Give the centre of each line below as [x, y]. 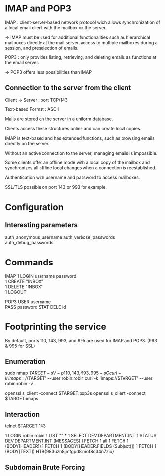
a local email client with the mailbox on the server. [56, 27]
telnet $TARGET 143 [25, 426]
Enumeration [25, 361]
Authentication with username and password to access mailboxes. [73, 177]
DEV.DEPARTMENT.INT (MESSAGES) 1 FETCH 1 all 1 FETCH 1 [67, 441]
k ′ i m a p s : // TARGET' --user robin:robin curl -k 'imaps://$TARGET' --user [79, 378]
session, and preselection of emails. [42, 48]
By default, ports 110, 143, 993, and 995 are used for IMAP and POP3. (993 [81, 340]
